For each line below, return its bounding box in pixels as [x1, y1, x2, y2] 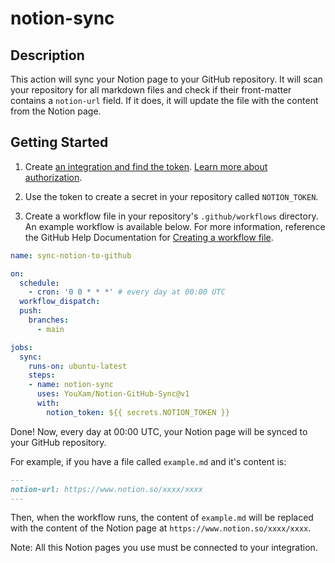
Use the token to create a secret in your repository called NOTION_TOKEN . [24, 190, 319, 202]
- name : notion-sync [28, 380, 114, 390]
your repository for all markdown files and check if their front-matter [10, 84, 292, 96]
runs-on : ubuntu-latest [28, 361, 128, 371]
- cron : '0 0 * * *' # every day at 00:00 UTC [28, 287, 226, 297]
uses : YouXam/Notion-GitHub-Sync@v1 [36, 389, 190, 399]
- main [36, 324, 65, 334]
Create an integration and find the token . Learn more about [24, 160, 268, 172]
